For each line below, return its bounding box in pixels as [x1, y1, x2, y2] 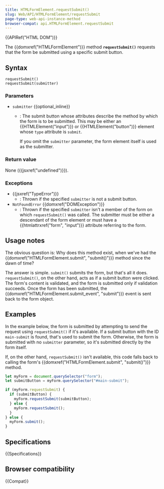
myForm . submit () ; [9, 419, 45, 424]
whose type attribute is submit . [19, 129, 82, 135]
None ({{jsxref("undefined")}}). [5, 167, 69, 173]
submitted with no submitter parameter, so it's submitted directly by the [5, 339, 152, 345]
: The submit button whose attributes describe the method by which [19, 113, 158, 119]
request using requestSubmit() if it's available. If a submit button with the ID [5, 329, 159, 335]
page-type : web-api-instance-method [5, 16, 81, 21]
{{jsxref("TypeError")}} [12, 190, 59, 196]
